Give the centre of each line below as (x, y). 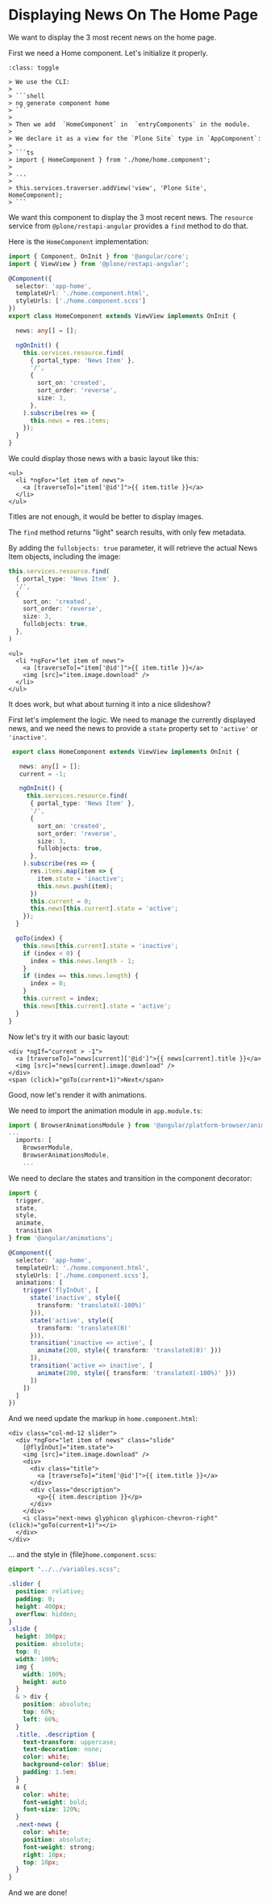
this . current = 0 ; (60, 901)
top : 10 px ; (41, 1862)
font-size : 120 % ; (52, 1809)
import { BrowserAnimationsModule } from (79, 1125)
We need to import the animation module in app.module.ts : (106, 1111)
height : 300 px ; (41, 1637)
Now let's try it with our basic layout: (69, 1036)
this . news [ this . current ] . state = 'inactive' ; (101, 946)
